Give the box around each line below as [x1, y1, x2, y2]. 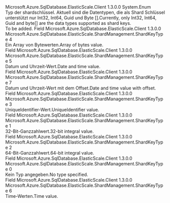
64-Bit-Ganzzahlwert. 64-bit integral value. [5, 150, 94, 156]
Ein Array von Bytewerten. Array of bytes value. [5, 42, 104, 48]
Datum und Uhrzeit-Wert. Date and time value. [5, 64, 100, 69]
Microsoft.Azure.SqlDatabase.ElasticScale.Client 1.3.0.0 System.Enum [5, 4, 151, 10]
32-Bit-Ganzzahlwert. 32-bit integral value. [5, 128, 94, 134]
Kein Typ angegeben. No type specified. [5, 171, 88, 178]
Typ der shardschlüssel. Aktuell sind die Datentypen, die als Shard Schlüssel [5, 9, 165, 15]
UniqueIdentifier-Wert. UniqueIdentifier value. [5, 107, 99, 112]
